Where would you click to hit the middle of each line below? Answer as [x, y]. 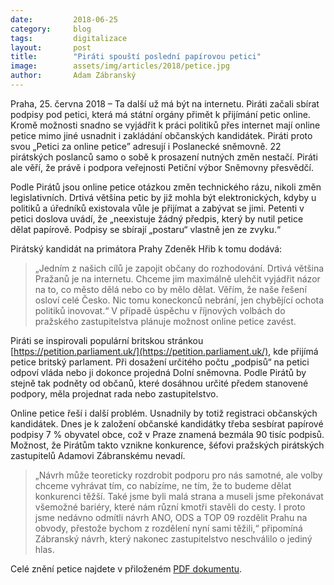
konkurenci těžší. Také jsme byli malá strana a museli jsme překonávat [179, 496]
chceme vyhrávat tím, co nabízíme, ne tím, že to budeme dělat [163, 485]
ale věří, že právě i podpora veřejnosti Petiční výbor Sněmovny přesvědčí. [162, 167]
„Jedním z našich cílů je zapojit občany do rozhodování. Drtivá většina [179, 268]
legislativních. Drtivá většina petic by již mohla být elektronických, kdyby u [163, 197]
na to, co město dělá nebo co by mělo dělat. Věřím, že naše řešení [170, 289]
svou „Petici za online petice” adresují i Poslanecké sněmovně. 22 [146, 146]
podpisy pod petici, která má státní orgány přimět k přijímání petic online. [160, 114]
